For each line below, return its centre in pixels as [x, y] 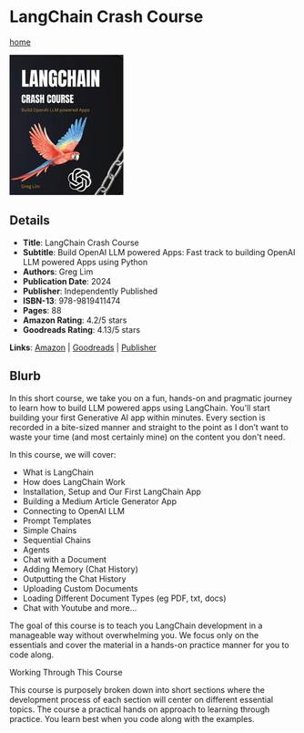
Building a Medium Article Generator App [100, 501]
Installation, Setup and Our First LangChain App [112, 491]
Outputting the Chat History [74, 578]
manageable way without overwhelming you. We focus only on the [134, 635]
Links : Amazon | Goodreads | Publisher [83, 347]
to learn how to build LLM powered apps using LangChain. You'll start [140, 408]
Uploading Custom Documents [80, 588]
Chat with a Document [65, 559]
